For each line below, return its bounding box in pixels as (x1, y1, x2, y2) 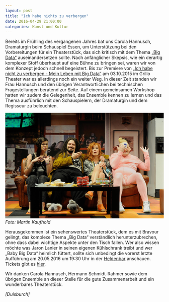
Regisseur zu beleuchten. (5, 103, 58, 109)
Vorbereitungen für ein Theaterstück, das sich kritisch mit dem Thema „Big (5, 49, 160, 55)
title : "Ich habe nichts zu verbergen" (5, 13, 89, 19)
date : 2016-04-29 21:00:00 (5, 19, 62, 24)
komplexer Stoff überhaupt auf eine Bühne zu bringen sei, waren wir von (5, 60, 156, 66)
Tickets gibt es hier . (5, 261, 46, 267)
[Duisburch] (5, 291, 30, 297)
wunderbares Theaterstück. (5, 281, 63, 287)
